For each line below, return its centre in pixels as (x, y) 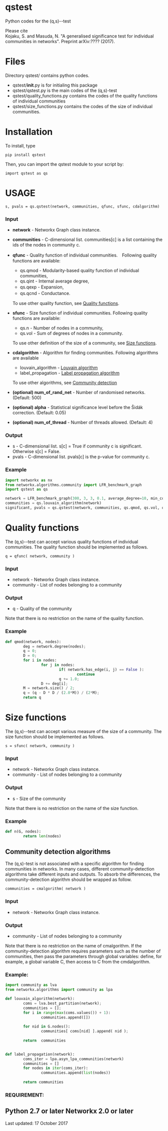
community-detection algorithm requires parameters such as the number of (83, 951)
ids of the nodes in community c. (46, 245)
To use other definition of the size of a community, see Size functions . (84, 343)
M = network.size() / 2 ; (49, 688)
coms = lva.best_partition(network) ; (62, 1003)
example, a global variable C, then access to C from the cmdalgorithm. (78, 962)
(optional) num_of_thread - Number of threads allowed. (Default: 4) (82, 422)
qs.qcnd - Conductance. (45, 293)
